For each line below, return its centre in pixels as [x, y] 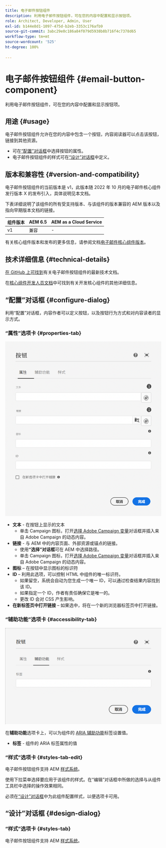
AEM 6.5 [38, 222]
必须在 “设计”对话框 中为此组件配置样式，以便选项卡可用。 [64, 796]
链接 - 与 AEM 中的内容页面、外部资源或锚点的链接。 [66, 543]
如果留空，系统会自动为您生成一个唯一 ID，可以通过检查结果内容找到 [90, 581]
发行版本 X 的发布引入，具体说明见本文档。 [49, 194]
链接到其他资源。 [23, 140]
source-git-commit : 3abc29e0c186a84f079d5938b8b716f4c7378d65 [71, 32]
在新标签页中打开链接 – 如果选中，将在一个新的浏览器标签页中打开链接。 [86, 605]
